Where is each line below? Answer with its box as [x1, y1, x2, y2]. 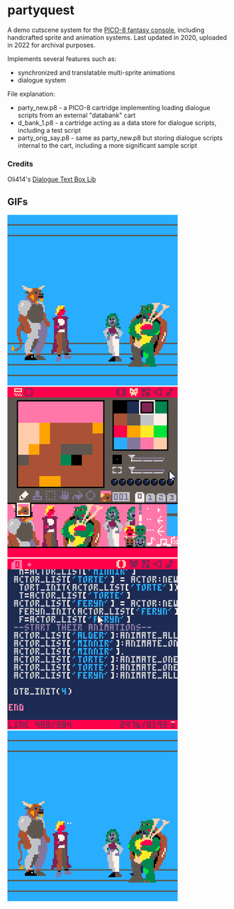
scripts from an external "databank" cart [17, 111, 136, 119]
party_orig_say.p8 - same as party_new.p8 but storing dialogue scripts [17, 134, 223, 142]
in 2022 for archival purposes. [7, 41, 96, 49]
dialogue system [17, 75, 66, 84]
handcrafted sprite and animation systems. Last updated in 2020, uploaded [7, 33, 227, 41]
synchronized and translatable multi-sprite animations [17, 68, 176, 77]
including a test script [17, 126, 82, 134]
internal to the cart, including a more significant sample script [17, 141, 197, 149]
